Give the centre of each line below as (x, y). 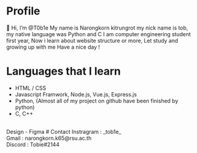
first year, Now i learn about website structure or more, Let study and (92, 40)
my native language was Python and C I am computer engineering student (99, 34)
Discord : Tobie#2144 (33, 144)
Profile (23, 11)
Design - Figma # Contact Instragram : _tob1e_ (64, 131)
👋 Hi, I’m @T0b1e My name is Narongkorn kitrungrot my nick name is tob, (97, 28)
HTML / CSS (31, 88)
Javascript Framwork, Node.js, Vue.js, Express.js (76, 94)
